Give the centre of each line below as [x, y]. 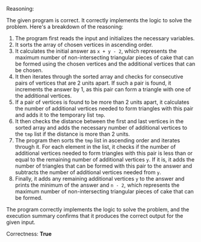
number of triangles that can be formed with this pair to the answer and [104, 166]
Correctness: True [29, 234]
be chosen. [29, 70]
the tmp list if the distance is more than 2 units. [73, 134]
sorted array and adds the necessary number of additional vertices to [101, 128]
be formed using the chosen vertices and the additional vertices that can [105, 64]
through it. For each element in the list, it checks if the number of [95, 147]
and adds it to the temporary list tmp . [60, 115]
